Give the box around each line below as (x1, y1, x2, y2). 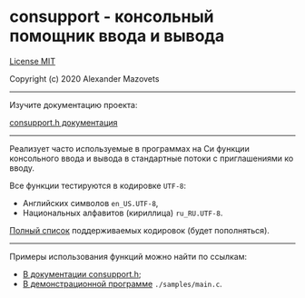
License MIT (9, 55, 56, 66)
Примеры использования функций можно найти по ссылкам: (9, 251, 248, 262)
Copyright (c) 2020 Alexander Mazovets (9, 73, 160, 84)
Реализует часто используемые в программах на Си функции (9, 143, 250, 154)
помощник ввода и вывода (9, 25, 225, 46)
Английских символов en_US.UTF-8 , (22, 197, 159, 208)
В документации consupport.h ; (22, 268, 143, 279)
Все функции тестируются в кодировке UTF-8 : (9, 180, 187, 191)
